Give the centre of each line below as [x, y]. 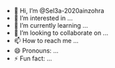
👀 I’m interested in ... [43, 18]
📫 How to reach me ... [46, 41]
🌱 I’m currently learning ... [51, 25]
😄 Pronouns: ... [36, 51]
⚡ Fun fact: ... [33, 58]
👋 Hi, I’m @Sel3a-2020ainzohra [59, 11]
